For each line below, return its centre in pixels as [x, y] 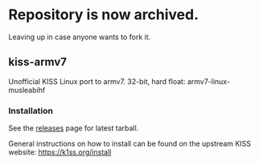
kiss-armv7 [37, 62]
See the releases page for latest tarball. [74, 128]
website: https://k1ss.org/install [60, 152]
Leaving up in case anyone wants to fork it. [80, 37]
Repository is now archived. [104, 15]
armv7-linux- [209, 81]
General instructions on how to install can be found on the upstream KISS [130, 144]
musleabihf [27, 90]
